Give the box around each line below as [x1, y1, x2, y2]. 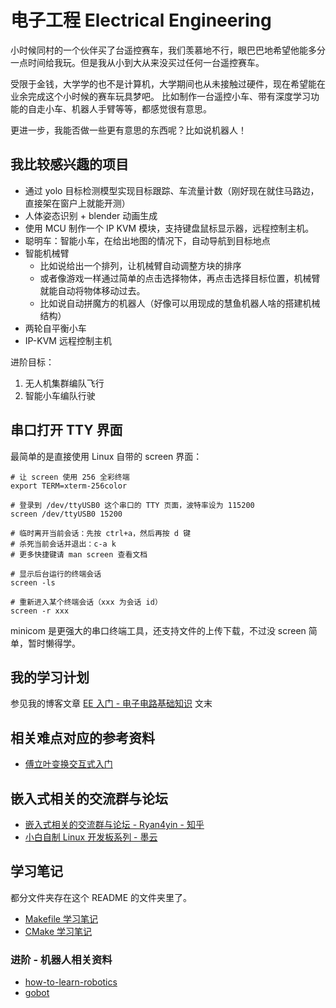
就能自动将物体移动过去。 [39, 284, 146, 296]
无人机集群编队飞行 [24, 377, 105, 389]
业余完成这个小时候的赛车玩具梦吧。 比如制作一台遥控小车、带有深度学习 [10, 90, 311, 102]
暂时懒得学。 [27, 637, 81, 649]
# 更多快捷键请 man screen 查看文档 [10, 549, 148, 560]
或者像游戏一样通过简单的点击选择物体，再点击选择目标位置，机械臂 [39, 272, 321, 284]
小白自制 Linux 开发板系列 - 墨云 [24, 831, 158, 843]
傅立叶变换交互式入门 [24, 758, 113, 770]
